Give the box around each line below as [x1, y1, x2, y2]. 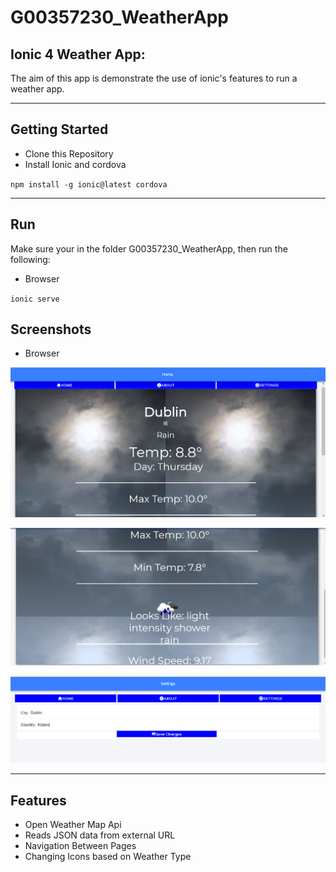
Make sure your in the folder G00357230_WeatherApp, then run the [10, 242, 288, 255]
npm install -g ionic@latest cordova [10, 179, 168, 190]
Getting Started [10, 121, 109, 138]
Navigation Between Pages [24, 840, 137, 852]
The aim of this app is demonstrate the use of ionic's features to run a [10, 72, 298, 84]
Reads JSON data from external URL [24, 829, 176, 841]
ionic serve [10, 294, 60, 304]
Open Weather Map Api [24, 819, 122, 831]
